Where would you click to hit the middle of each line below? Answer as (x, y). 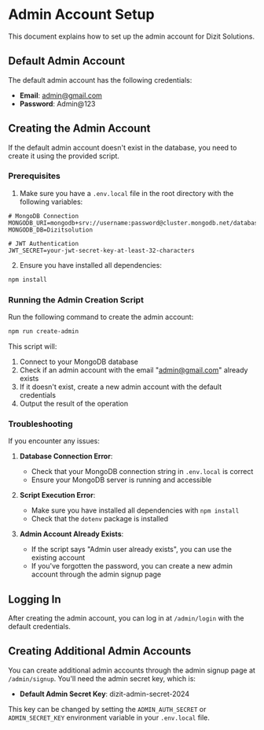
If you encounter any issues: (54, 441)
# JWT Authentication (44, 243)
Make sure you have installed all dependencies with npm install (135, 510)
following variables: (51, 202)
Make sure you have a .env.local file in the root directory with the (126, 193)
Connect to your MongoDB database (79, 361)
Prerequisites (34, 176)
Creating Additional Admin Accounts (100, 651)
